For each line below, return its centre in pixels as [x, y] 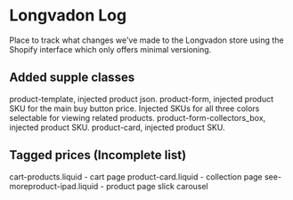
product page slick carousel [157, 186]
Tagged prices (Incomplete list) [98, 155]
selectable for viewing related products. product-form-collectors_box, [138, 117]
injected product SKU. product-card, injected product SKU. [117, 127]
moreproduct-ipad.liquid [54, 186]
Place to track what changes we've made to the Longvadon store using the [146, 40]
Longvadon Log [68, 16]
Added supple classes [72, 78]
